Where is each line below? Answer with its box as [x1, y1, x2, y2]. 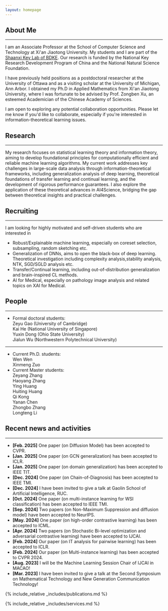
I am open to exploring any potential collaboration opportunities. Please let [5, 106, 158, 112]
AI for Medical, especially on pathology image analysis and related [12, 277, 149, 283]
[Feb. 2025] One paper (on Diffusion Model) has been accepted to [12, 442, 150, 448]
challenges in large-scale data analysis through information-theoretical [5, 165, 151, 171]
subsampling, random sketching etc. [12, 245, 87, 251]
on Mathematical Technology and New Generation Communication [12, 576, 150, 582]
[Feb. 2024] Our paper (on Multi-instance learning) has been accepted [12, 549, 159, 555]
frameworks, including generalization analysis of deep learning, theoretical [5, 171, 159, 177]
